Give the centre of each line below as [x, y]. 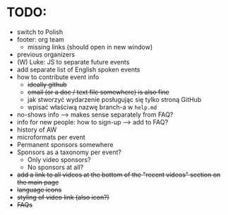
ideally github [47, 84]
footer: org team [41, 39]
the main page [38, 182]
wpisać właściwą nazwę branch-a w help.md [92, 107]
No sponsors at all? [55, 167]
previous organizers [46, 54]
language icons [39, 190]
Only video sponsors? [59, 159]
